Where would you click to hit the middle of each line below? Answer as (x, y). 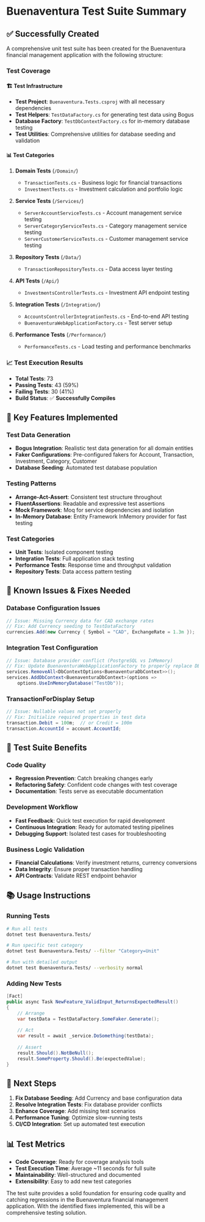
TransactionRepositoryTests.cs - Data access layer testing (98, 269)
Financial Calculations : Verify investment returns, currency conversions (106, 863)
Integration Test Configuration (52, 648)
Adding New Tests (34, 984)
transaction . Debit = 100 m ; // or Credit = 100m (69, 723)
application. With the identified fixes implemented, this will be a (86, 1206)
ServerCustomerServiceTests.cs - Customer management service (106, 239)
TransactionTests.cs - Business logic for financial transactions (103, 183)
